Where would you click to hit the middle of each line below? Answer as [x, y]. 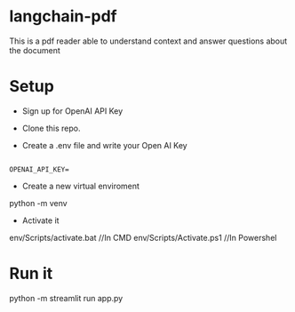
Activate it [40, 220]
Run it [31, 274]
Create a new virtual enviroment [81, 186]
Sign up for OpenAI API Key [72, 111]
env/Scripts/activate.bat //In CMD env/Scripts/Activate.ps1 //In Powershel [143, 237]
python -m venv [39, 203]
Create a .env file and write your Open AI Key [105, 145]
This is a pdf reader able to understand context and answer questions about [148, 41]
